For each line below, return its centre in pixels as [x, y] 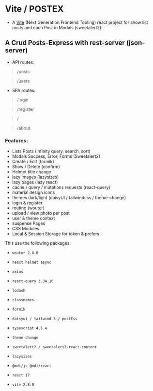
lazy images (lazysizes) [35, 177]
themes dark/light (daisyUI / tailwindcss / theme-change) [69, 198]
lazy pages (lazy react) [35, 182]
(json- [136, 43]
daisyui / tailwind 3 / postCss [45, 319]
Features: [16, 140]
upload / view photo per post [41, 213]
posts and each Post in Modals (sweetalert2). [57, 27]
